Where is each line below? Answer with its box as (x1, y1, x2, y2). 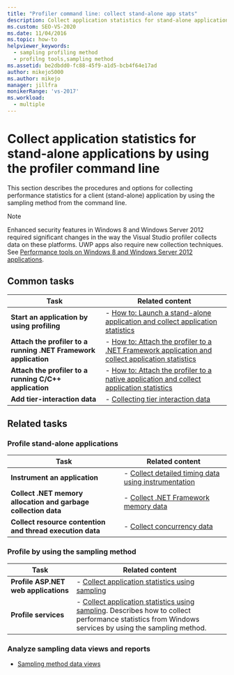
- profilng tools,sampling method (13, 56, 114, 63)
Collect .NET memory (10, 489, 84, 499)
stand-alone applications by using (7, 146, 210, 162)
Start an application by (10, 312, 88, 321)
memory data (123, 501, 168, 511)
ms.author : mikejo (7, 75, 61, 82)
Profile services (10, 609, 65, 619)
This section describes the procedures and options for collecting (7, 183, 193, 192)
